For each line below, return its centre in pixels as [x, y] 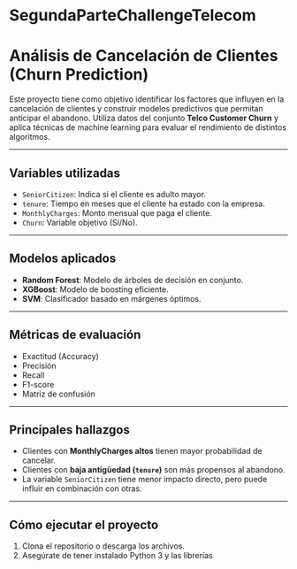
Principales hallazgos [69, 430]
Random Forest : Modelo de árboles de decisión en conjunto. [133, 280]
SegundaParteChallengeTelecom [133, 15]
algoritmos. [30, 137]
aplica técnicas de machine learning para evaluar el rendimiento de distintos [148, 127]
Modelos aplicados [63, 259]
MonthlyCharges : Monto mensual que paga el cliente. [117, 212]
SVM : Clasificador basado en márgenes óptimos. [111, 298]
